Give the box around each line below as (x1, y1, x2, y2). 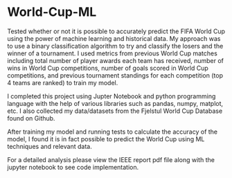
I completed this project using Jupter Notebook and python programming (7, 91, 216, 100)
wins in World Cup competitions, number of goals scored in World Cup (7, 64, 209, 72)
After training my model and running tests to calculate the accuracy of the (7, 127, 218, 136)
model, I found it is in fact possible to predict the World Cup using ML (7, 134, 205, 143)
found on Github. (7, 114, 55, 122)
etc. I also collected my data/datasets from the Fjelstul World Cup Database (7, 107, 223, 115)
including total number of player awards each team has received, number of (7, 56, 224, 64)
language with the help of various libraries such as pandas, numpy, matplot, (7, 99, 224, 107)
